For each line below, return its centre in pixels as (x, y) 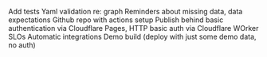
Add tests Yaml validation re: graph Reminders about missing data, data (126, 11)
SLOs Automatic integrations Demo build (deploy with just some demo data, (132, 36)
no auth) (22, 45)
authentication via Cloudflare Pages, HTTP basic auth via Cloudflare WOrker (133, 28)
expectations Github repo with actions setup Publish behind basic (116, 20)
